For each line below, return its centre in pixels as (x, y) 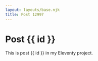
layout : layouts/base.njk (32, 10)
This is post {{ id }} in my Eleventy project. (49, 53)
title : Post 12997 (24, 14)
